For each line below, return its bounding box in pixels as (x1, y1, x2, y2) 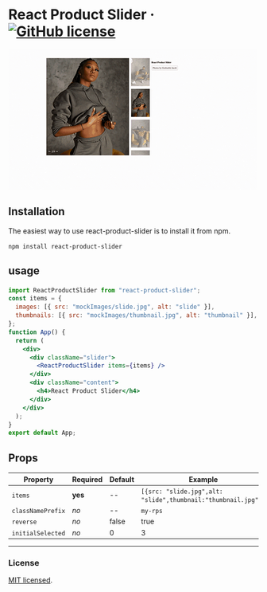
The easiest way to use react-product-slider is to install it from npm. (8, 225, 231, 236)
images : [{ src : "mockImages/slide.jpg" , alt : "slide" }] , (15, 303, 215, 312)
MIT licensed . (8, 575, 53, 585)
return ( (15, 336, 44, 344)
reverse (11, 518, 37, 527)
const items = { (8, 295, 62, 303)
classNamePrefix (11, 508, 66, 516)
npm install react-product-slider (8, 242, 123, 250)
